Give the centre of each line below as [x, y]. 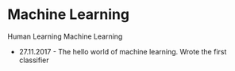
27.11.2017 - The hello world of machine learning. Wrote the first [123, 51]
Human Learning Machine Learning [65, 36]
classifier [34, 60]
